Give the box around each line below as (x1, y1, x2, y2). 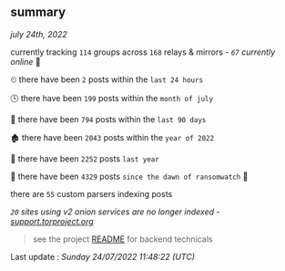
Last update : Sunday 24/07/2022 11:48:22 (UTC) (10, 251, 195, 262)
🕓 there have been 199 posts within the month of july (10, 92, 213, 103)
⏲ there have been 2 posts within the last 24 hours (10, 74, 204, 85)
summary (10, 5, 66, 20)
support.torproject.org (10, 215, 94, 226)
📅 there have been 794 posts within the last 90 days (10, 113, 207, 124)
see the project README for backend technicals (32, 234, 213, 245)
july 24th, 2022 (10, 28, 67, 39)
